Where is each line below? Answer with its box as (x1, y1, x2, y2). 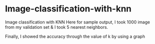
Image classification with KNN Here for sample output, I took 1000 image (5, 19, 150, 25)
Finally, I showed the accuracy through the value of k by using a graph (5, 33, 145, 39)
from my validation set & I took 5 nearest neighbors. (5, 24, 108, 30)
